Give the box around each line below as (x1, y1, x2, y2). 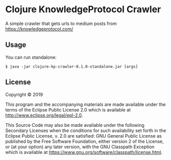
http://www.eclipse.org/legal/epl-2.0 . (5, 112, 83, 118)
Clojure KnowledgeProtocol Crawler (5, 4, 161, 15)
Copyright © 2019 (5, 91, 43, 97)
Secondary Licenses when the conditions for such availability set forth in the (5, 127, 166, 134)
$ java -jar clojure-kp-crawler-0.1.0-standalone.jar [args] (5, 64, 138, 69)
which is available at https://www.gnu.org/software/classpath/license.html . (5, 149, 163, 155)
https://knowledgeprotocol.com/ (5, 25, 74, 32)
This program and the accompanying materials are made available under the (5, 101, 166, 108)
